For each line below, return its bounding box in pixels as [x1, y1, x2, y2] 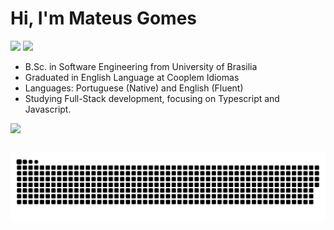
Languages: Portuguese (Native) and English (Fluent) [24, 82, 244, 94]
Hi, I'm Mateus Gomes [10, 7, 198, 30]
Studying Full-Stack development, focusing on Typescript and [24, 92, 280, 104]
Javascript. [24, 103, 72, 115]
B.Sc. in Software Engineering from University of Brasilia [24, 60, 258, 72]
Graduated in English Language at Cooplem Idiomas [24, 71, 240, 83]
